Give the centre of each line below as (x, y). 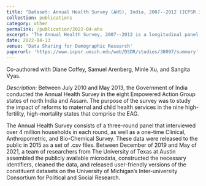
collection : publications (39, 18)
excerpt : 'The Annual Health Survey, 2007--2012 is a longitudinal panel (103, 35)
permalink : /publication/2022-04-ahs (55, 29)
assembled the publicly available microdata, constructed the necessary (96, 158)
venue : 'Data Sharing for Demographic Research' (70, 46)
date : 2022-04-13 (29, 40)
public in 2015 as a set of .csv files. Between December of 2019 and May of (102, 145)
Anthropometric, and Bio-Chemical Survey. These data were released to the (102, 138)
